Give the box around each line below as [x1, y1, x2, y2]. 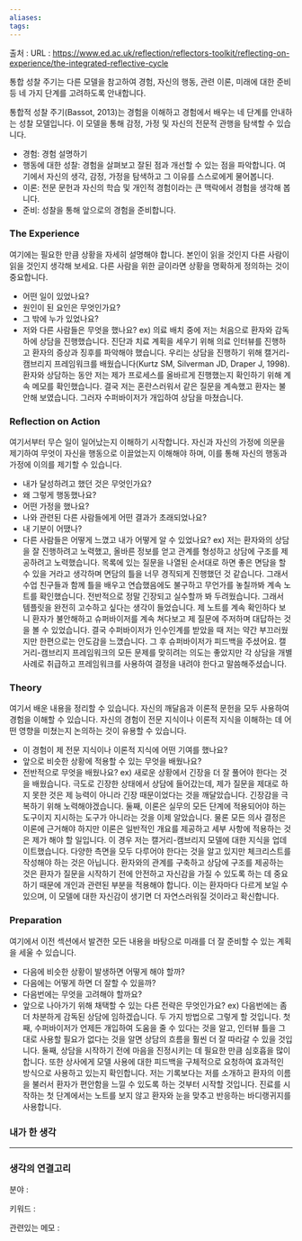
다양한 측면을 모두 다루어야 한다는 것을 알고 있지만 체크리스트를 [70, 846, 292, 856]
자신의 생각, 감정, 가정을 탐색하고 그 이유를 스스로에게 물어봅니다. [46, 170, 274, 181]
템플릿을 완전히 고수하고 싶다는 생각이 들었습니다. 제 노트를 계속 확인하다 [22, 602, 277, 613]
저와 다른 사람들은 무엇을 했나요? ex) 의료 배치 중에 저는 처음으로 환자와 [22, 324, 273, 335]
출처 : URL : [9, 47, 51, 59]
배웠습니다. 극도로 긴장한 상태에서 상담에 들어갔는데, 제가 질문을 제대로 [31, 778, 280, 789]
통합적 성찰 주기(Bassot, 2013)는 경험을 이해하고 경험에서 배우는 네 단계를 [9, 106, 270, 117]
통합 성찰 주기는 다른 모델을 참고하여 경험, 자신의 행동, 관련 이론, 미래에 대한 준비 [9, 76, 292, 86]
